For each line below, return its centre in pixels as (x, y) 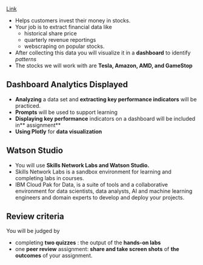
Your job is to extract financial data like (63, 27)
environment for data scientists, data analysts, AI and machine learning (104, 191)
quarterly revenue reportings (60, 40)
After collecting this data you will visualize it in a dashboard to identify (103, 53)
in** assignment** (38, 125)
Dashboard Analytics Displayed (67, 85)
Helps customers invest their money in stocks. (73, 20)
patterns (26, 59)
